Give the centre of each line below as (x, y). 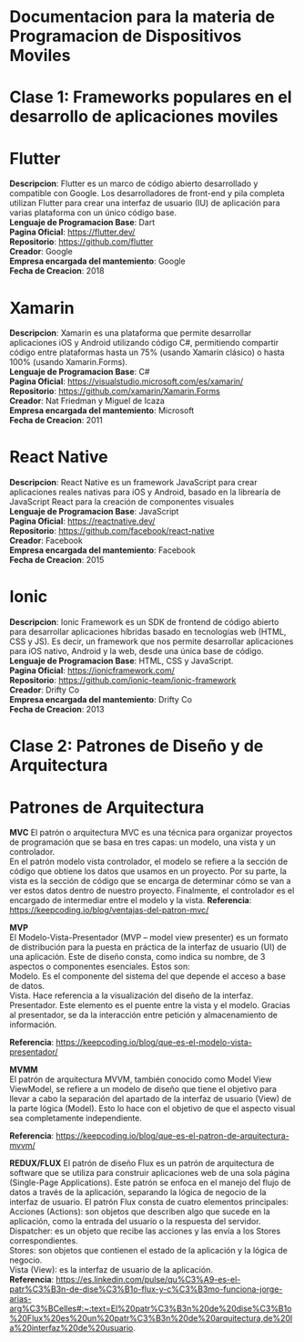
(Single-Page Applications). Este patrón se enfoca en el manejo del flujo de (150, 1182)
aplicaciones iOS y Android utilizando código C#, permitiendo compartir (144, 343)
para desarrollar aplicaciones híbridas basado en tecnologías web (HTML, (148, 632)
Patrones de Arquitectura (107, 807)
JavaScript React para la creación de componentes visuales (122, 502)
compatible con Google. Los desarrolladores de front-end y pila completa (147, 193)
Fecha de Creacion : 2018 (57, 271)
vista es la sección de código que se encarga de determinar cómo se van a (150, 881)
